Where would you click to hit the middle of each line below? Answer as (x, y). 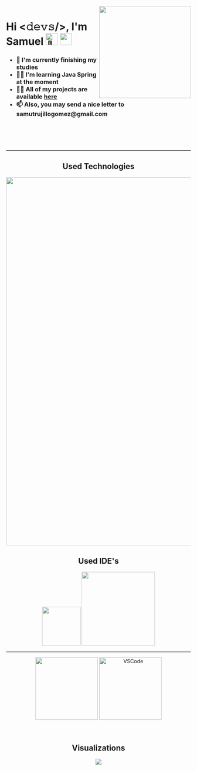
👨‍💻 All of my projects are (52, 90)
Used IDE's (98, 561)
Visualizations (98, 748)
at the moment (37, 82)
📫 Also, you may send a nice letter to (70, 104)
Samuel (25, 42)
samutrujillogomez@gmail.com (62, 114)
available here (37, 97)
